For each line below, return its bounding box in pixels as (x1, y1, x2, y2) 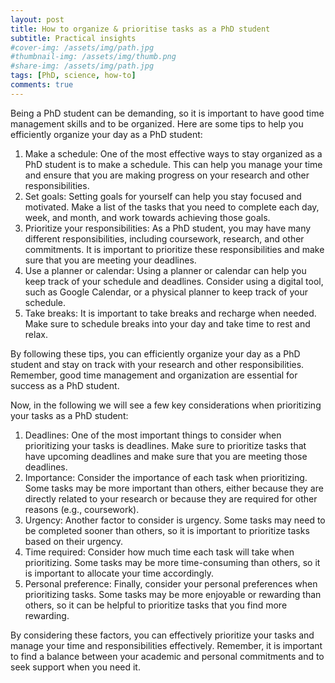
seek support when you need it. (10, 661, 141, 673)
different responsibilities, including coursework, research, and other (24, 232, 305, 245)
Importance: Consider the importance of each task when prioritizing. (24, 471, 308, 483)
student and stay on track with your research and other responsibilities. (10, 358, 305, 370)
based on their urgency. (24, 535, 123, 547)
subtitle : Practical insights (10, 33, 137, 43)
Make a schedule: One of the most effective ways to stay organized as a (24, 147, 323, 160)
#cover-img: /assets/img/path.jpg (10, 42, 155, 53)
